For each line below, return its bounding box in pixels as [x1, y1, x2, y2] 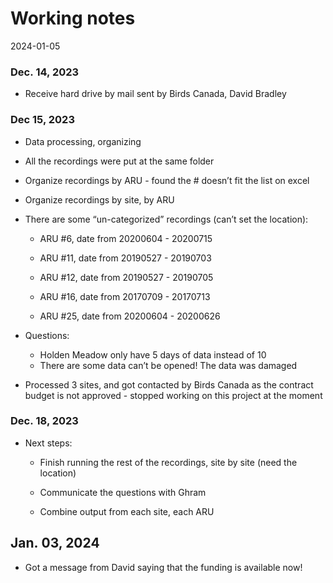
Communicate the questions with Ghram [39, 486, 207, 498]
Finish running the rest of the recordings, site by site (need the [39, 456, 298, 468]
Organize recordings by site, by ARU [24, 193, 175, 206]
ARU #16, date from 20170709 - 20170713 [39, 290, 211, 302]
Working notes [10, 7, 136, 30]
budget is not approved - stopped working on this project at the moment [24, 389, 323, 401]
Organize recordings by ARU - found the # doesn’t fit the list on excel [24, 174, 310, 186]
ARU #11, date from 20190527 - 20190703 [39, 252, 212, 264]
